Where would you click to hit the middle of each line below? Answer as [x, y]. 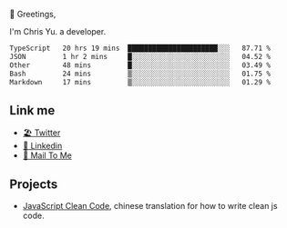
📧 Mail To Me [47, 155]
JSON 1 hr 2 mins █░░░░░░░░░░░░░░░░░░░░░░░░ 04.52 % [140, 56]
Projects [34, 184]
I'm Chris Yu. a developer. [58, 31]
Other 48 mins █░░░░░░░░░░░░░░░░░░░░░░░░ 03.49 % [140, 65]
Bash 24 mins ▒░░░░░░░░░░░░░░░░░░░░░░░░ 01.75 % [140, 74]
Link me [32, 110]
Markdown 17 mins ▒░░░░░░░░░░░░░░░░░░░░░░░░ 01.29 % [140, 82]
